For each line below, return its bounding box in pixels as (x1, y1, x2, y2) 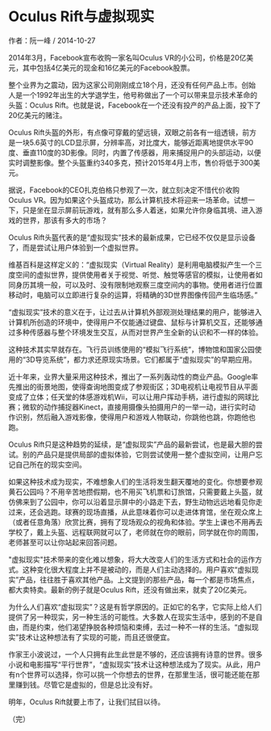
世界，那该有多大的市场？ (22, 215, 107, 225)
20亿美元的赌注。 (8, 110, 67, 120)
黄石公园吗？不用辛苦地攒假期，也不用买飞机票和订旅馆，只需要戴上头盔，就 (8, 486, 263, 497)
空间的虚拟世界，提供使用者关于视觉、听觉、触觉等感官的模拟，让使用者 (15, 270, 256, 279)
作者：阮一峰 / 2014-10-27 (8, 36, 96, 45)
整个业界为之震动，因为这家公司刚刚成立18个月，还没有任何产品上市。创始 (8, 80, 256, 90)
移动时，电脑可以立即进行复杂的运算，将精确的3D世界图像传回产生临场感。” (8, 290, 258, 300)
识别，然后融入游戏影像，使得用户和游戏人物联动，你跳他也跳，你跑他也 (15, 412, 256, 422)
